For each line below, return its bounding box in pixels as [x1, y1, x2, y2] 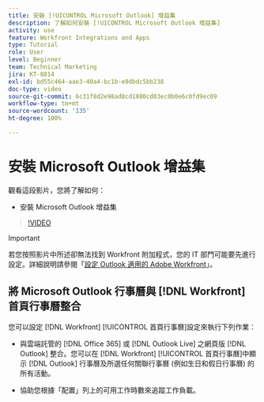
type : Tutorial [8, 41, 58, 49]
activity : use [8, 26, 55, 34]
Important [8, 233, 40, 242]
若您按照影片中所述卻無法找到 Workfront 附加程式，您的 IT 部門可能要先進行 [8, 250, 256, 259]
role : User [8, 48, 44, 56]
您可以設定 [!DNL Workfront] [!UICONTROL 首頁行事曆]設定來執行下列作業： [8, 321, 257, 332]
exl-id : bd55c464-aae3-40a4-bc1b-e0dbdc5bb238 [8, 77, 164, 85]
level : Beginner [8, 56, 62, 64]
